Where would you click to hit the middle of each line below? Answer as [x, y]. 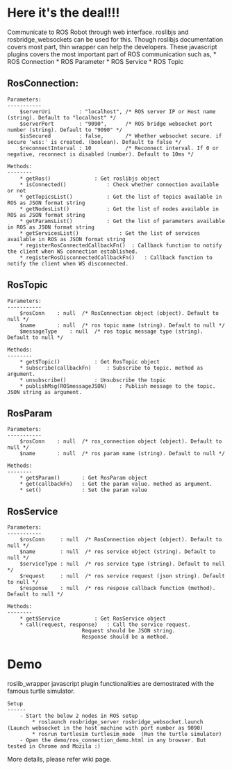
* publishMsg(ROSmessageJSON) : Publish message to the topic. [118, 386]
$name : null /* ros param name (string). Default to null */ [123, 454]
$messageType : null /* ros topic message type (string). [111, 331]
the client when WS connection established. [73, 252]
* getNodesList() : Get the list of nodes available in [119, 209]
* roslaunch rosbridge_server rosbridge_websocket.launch [118, 722]
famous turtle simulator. [41, 691]
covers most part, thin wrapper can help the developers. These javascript [112, 47]
